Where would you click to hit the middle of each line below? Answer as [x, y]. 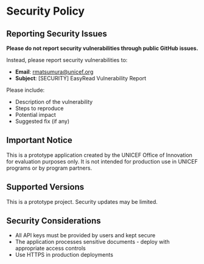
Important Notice [39, 140]
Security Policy [46, 11]
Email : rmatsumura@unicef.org [54, 72]
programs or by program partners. [49, 168]
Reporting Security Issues [57, 34]
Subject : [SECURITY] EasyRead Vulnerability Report [81, 78]
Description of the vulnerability [54, 102]
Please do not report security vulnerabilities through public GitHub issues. [102, 48]
